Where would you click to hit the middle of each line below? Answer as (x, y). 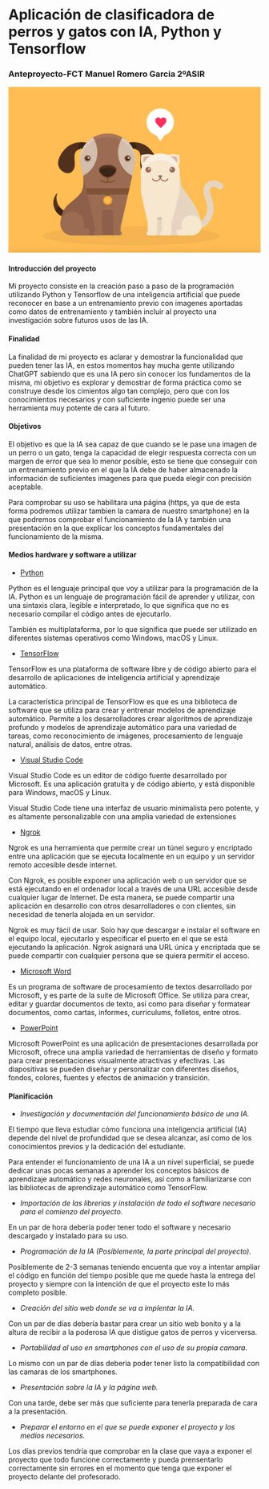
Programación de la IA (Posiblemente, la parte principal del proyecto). (136, 1251)
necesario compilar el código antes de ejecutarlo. (90, 614)
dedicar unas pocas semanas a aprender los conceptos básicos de (119, 1171)
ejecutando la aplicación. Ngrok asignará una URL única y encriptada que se (134, 947)
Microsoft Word (46, 971)
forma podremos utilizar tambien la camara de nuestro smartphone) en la (129, 511)
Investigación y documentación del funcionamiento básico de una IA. (134, 1114)
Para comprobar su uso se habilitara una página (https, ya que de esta (124, 502)
